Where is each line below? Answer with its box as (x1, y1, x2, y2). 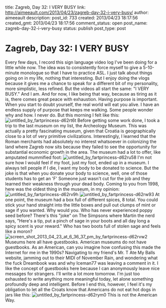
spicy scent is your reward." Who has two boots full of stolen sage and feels (5, 223, 161, 229)
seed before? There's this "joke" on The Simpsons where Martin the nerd (5, 212, 155, 218)
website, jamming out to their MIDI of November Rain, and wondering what (5, 255, 158, 261)
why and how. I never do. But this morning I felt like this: (5, 112, 120, 118)
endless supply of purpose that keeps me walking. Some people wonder (5, 106, 154, 112)
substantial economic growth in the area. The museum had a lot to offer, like (5, 149, 161, 155)
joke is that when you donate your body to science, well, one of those (5, 170, 148, 176)
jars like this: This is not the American (5, 292, 158, 298)
